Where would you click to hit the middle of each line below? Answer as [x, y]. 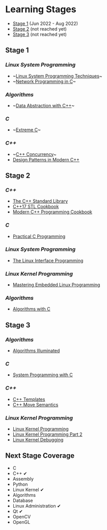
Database [23, 500]
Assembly [23, 479]
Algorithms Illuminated [36, 351]
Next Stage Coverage [40, 456]
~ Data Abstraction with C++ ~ [44, 105]
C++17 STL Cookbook [36, 207]
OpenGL [21, 522]
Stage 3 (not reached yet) [40, 34]
